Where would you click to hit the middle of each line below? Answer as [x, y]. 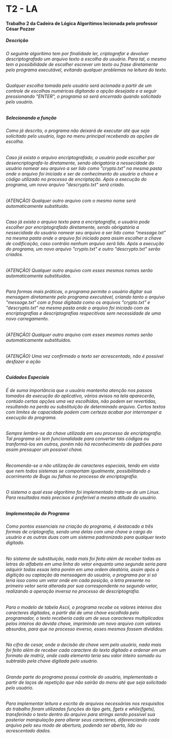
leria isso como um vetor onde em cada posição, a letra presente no [78, 580]
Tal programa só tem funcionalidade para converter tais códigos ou [78, 439]
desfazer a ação [23, 361]
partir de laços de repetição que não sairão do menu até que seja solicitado [86, 682]
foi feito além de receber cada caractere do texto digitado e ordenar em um [86, 650]
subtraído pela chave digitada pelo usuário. [52, 661]
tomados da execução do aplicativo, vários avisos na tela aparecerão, [81, 396]
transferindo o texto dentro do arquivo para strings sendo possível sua [81, 714]
